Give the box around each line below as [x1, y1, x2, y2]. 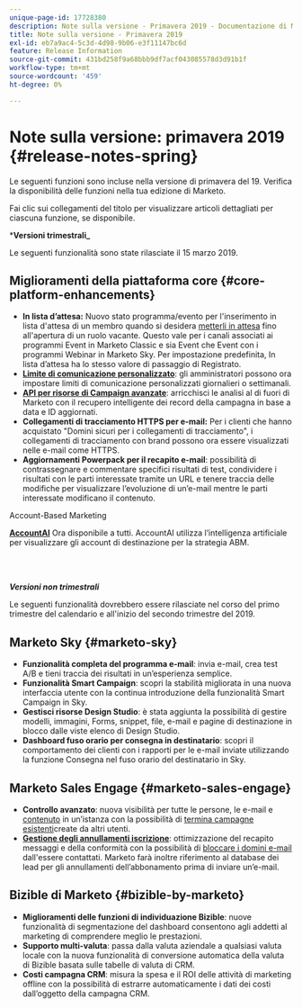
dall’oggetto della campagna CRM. [22, 987, 150, 999]
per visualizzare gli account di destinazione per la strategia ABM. [9, 537, 250, 548]
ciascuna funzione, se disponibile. [9, 212, 136, 223]
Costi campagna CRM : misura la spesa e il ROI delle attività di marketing [22, 968, 292, 979]
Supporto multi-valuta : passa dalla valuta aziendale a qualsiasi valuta [22, 940, 282, 950]
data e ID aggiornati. [22, 407, 99, 418]
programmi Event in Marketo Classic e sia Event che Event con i [22, 339, 259, 351]
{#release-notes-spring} [9, 146, 199, 166]
